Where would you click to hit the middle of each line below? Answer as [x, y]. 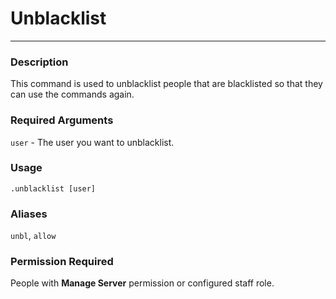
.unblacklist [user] [53, 188]
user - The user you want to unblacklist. [92, 142]
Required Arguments [62, 120]
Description [39, 62]
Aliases [29, 214]
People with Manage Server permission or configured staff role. [142, 283]
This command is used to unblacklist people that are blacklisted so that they [166, 84]
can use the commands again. [72, 94]
